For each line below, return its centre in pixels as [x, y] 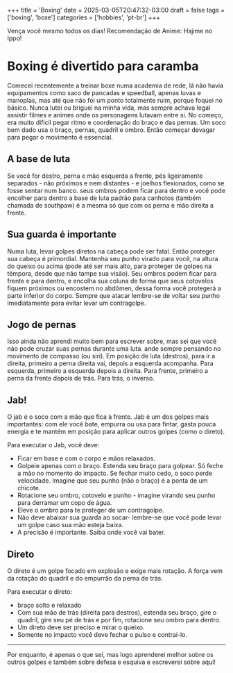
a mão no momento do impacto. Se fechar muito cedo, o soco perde [115, 473]
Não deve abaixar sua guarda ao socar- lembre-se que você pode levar [119, 517]
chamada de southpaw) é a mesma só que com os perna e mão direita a [110, 205]
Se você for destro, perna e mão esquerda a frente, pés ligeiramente [105, 176]
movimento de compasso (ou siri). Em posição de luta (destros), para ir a [111, 356]
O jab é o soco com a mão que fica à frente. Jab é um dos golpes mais [108, 417]
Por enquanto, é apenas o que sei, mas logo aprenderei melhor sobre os [110, 655]
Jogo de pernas [42, 325]
